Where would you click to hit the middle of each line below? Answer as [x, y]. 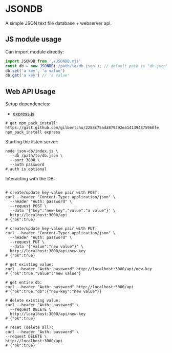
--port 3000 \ [25, 160]
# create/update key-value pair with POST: [52, 193]
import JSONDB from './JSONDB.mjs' [43, 61]
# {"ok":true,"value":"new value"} [43, 274]
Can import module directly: [35, 51]
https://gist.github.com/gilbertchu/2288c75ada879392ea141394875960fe [82, 128]
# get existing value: [29, 265]
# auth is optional [26, 169]
